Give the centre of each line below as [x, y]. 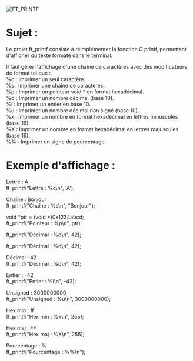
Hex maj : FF [21, 328]
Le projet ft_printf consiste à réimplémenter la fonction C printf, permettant [96, 49]
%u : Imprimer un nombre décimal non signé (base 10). [73, 110]
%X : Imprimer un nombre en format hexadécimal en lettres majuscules [92, 129]
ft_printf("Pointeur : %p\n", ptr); [44, 223]
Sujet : [22, 33]
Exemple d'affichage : [61, 166]
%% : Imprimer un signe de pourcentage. [56, 142]
